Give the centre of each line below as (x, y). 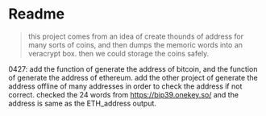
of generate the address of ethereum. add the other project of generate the (133, 77)
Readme (37, 14)
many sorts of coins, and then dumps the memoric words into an (135, 44)
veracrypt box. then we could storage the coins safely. (118, 53)
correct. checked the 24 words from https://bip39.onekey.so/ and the (124, 94)
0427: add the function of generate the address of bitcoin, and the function (133, 68)
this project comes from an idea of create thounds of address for (136, 36)
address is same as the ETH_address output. (83, 103)
